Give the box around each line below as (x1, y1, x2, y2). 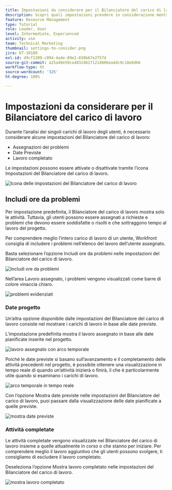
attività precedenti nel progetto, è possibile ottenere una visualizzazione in (5, 361, 162, 367)
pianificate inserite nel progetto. (5, 336, 73, 342)
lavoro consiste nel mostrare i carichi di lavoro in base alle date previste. (5, 321, 158, 327)
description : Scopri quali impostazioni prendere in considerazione (5, 12, 155, 17)
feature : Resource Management (5, 17, 70, 22)
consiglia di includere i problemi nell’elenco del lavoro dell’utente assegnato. (5, 240, 166, 247)
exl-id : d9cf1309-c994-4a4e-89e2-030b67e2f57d (5, 55, 106, 60)
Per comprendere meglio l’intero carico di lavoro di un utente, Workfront (5, 235, 157, 241)
